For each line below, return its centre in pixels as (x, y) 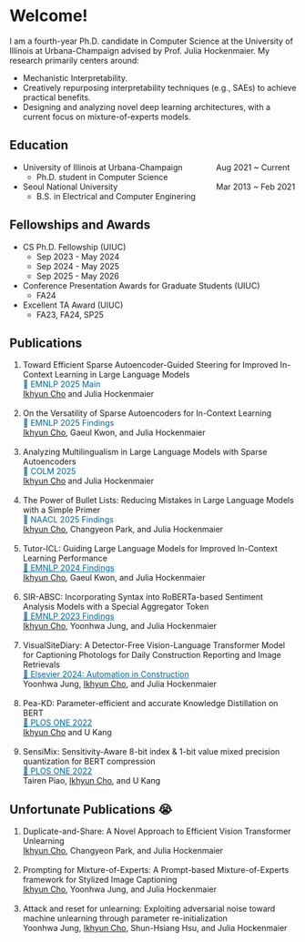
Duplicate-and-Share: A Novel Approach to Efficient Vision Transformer (157, 831)
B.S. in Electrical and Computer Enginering (116, 196)
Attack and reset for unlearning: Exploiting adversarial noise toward (149, 909)
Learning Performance (65, 558)
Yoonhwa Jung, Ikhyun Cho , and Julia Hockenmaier (119, 684)
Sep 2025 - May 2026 (78, 276)
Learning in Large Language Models (122, 375)
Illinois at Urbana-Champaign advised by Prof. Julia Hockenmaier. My (140, 50)
